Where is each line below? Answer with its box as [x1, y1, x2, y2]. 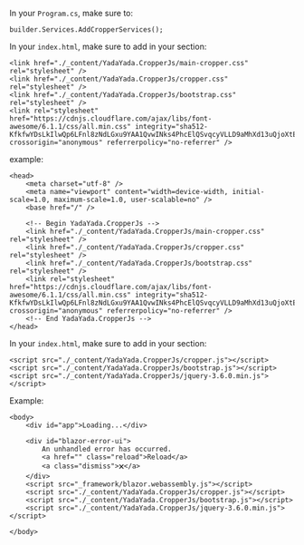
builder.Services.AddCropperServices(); [9, 25, 165, 34]
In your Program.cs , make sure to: [9, 8, 134, 18]
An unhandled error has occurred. [42, 444, 172, 453]
